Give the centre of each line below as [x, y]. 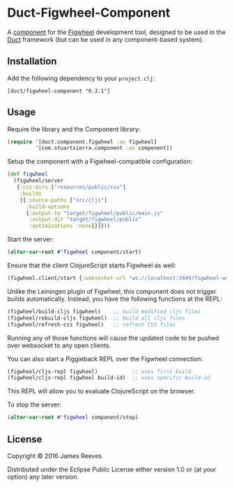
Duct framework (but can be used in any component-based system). [106, 39]
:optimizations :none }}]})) [70, 226]
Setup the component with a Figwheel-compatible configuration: [100, 162]
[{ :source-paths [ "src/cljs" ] [64, 200]
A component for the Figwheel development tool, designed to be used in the [117, 32]
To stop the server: [34, 404]
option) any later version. [43, 477]
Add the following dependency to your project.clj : [81, 78]
